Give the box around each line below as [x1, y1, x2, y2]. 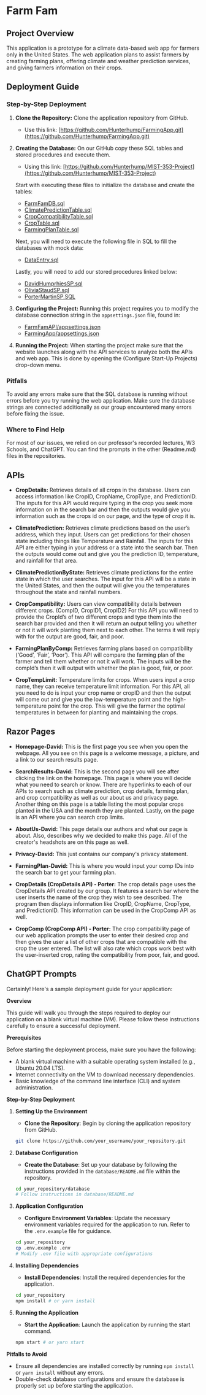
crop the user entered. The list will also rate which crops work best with [15, 945, 196, 952]
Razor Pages [6, 727, 55, 737]
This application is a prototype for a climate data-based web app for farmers [6, 44, 200, 52]
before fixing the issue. [6, 409, 65, 417]
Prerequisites [6, 1034, 42, 1041]
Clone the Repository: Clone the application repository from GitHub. [15, 114, 189, 122]
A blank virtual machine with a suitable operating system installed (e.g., [15, 1057, 196, 1065]
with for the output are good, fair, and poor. [15, 633, 124, 640]
